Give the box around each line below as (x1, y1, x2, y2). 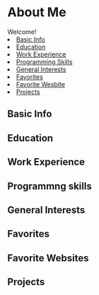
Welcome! (7, 28, 37, 36)
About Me (7, 4, 66, 20)
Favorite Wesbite (16, 80, 66, 88)
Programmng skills (7, 180, 92, 192)
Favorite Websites (7, 252, 89, 264)
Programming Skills (16, 57, 73, 66)
